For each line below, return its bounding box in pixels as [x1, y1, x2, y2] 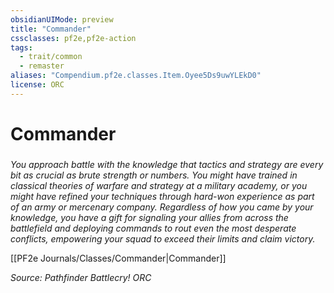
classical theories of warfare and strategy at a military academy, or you [10, 179, 308, 191]
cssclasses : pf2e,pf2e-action [10, 33, 137, 43]
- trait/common [19, 52, 83, 62]
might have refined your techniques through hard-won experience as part [10, 190, 315, 202]
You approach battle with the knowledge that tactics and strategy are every [10, 158, 324, 170]
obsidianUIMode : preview [10, 14, 114, 25]
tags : [10, 42, 33, 53]
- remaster [19, 61, 65, 71]
